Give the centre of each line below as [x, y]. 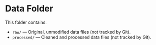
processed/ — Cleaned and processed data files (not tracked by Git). [82, 37]
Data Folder [29, 9]
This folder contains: [26, 22]
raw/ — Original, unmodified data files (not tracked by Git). [71, 32]
